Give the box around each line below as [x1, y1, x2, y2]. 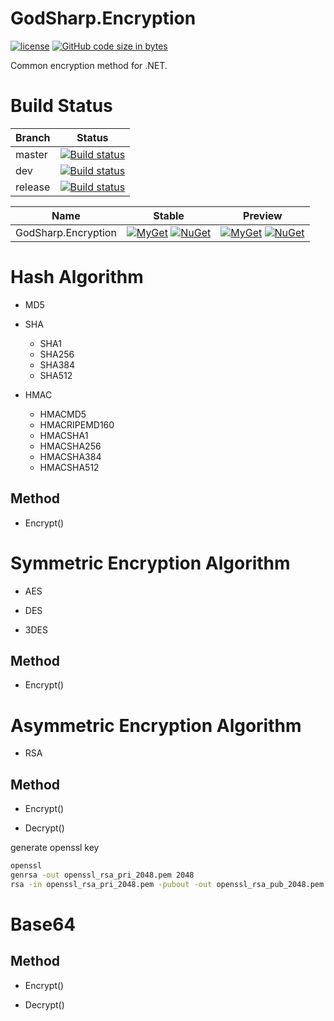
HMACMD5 [39, 408, 87, 420]
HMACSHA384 [39, 450, 102, 462]
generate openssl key [10, 842, 100, 854]
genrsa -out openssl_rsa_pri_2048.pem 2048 [10, 870, 195, 880]
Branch [15, 130, 51, 144]
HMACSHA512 [39, 461, 100, 473]
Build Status [10, 95, 113, 117]
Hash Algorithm [10, 266, 144, 289]
